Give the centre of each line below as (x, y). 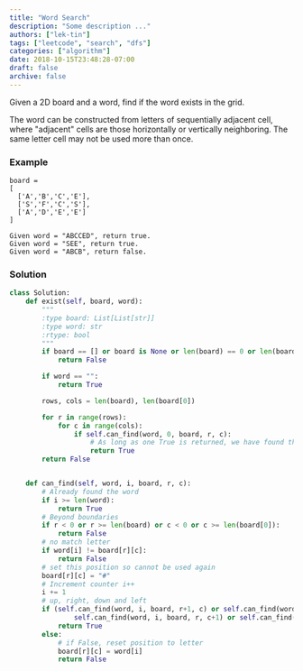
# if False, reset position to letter (130, 643)
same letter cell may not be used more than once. (101, 138)
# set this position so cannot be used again (129, 567)
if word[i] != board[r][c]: (94, 551)
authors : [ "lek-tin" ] (50, 34)
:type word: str (72, 326)
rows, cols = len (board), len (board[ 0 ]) (119, 401)
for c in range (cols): (100, 426)
